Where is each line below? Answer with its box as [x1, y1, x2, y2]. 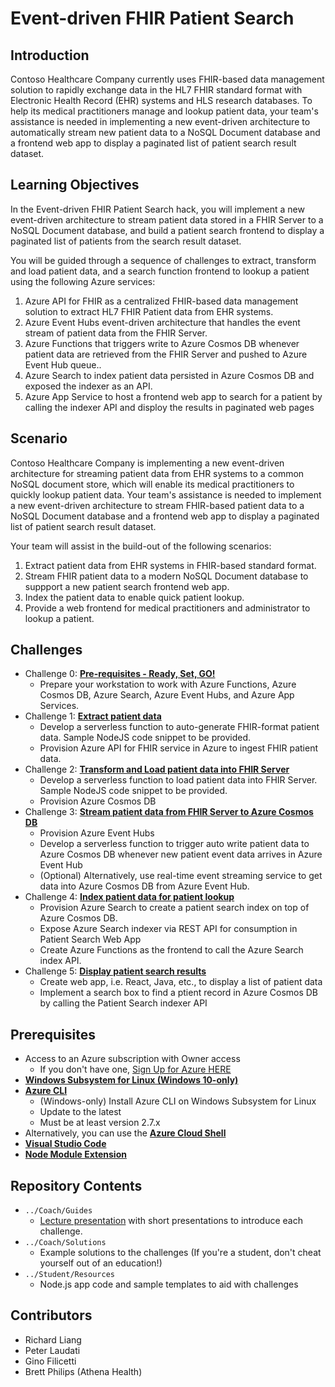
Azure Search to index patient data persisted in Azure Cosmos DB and [24, 369, 315, 381]
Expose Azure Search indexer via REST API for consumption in [39, 923, 298, 935]
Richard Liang [24, 1333, 82, 1346]
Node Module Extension [24, 1148, 127, 1161]
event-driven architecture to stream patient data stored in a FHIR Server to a [10, 213, 324, 226]
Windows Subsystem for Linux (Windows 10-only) [24, 1074, 239, 1086]
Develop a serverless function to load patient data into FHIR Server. [39, 774, 318, 786]
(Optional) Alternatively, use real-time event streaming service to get [39, 870, 323, 882]
